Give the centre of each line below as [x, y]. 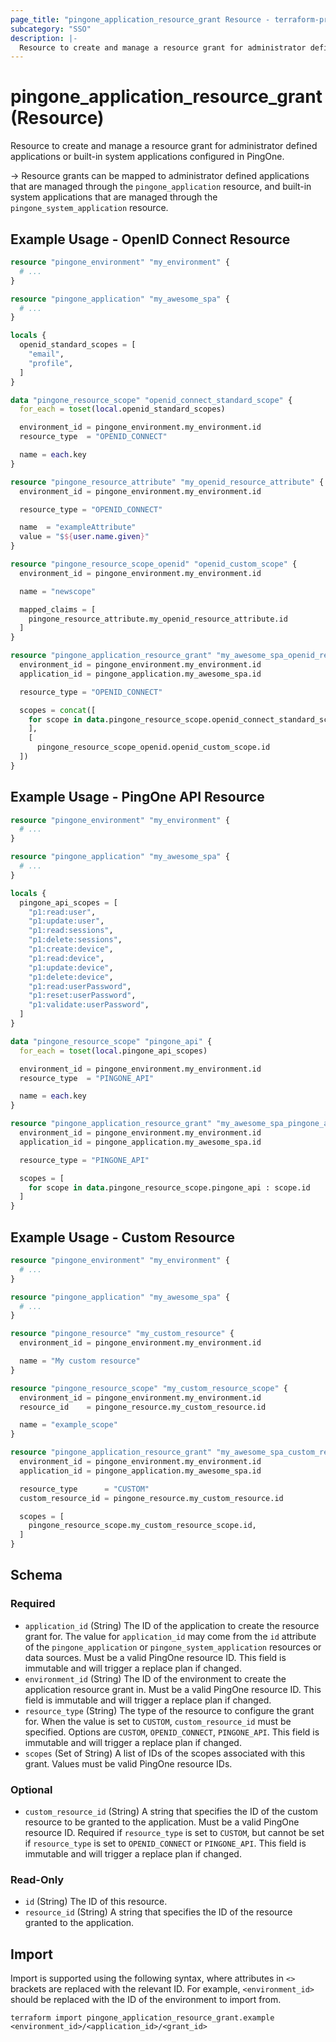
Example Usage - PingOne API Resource [137, 797]
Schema [36, 1575]
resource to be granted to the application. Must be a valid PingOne [162, 1822]
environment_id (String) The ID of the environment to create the [155, 1678]
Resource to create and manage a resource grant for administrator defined [164, 146]
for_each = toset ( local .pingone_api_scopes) [113, 1051]
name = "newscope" [58, 591]
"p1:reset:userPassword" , [82, 996]
